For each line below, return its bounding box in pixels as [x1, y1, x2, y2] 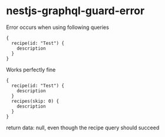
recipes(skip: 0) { [11, 98, 60, 104]
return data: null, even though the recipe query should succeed [6, 124, 160, 131]
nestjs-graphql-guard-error [6, 4, 145, 18]
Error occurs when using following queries [6, 24, 109, 31]
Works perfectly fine [6, 66, 56, 73]
